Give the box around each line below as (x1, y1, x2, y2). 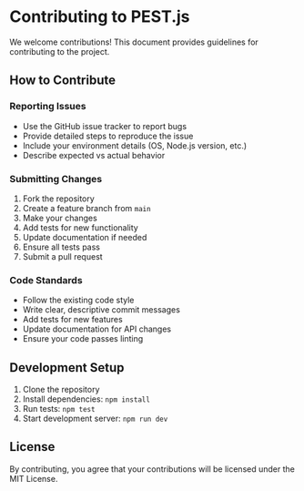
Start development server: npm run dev (22, 413, 168, 425)
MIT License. (9, 473, 58, 484)
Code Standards (9, 273, 84, 286)
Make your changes (22, 212, 97, 223)
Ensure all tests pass (22, 241, 100, 252)
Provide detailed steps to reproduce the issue (22, 130, 194, 141)
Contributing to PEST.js (9, 6, 190, 27)
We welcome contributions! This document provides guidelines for (9, 36, 259, 47)
